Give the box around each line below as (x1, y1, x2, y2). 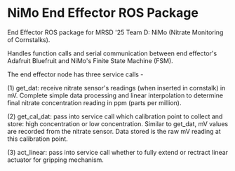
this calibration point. (7, 135, 68, 143)
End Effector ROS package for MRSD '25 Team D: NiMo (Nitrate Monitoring (7, 28, 224, 36)
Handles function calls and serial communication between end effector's (7, 49, 217, 57)
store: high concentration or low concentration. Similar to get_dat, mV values (7, 119, 229, 128)
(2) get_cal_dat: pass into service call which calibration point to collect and (7, 112, 223, 121)
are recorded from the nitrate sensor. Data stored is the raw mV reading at (7, 127, 221, 135)
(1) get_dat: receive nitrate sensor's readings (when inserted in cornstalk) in (7, 83, 226, 92)
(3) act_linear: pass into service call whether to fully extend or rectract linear (7, 148, 229, 156)
